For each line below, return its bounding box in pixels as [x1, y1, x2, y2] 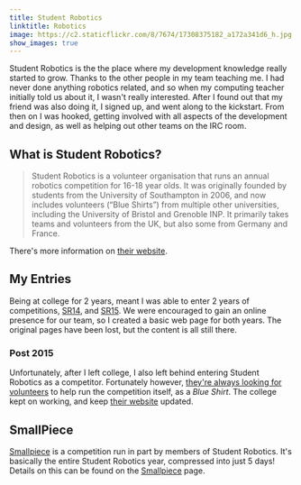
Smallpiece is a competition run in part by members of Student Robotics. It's [9, 445, 293, 456]
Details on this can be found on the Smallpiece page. [9, 465, 205, 476]
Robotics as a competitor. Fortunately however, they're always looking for [9, 377, 282, 388]
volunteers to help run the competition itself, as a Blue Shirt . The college [9, 387, 278, 398]
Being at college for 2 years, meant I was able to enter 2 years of [9, 295, 251, 307]
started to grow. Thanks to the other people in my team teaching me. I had [9, 73, 285, 84]
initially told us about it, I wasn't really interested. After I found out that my [9, 92, 284, 103]
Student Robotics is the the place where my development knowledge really [9, 63, 287, 74]
